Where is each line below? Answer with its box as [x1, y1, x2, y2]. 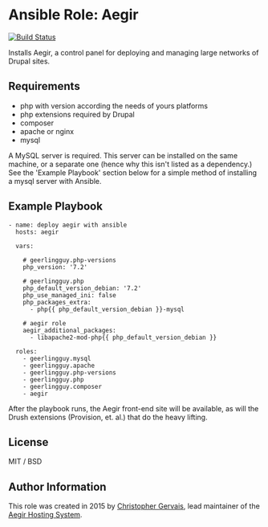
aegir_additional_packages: [22, 326, 116, 334]
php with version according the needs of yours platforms [19, 100, 209, 110]
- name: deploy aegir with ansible [8, 221, 128, 229]
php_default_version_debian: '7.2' [22, 284, 142, 292]
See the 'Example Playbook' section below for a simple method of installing [8, 167, 258, 178]
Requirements [8, 80, 80, 93]
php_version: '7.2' [22, 263, 88, 271]
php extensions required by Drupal [19, 109, 135, 119]
